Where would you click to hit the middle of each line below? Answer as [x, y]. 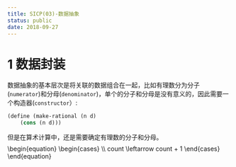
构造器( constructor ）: [45, 103]
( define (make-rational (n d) [52, 116]
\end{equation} [29, 156]
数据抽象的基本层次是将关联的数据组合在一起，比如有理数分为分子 [103, 85]
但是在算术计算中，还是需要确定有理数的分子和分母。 [85, 137]
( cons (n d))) [41, 123]
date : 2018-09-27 [33, 27]
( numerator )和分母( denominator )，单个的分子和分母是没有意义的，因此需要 [115, 94]
